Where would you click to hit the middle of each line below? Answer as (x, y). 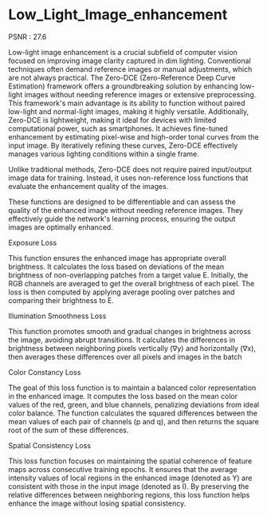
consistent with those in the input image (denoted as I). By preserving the (129, 486)
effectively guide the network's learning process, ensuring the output (122, 219)
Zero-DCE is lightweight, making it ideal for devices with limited (112, 120)
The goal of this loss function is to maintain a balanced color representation (132, 388)
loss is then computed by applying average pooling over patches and (122, 292)
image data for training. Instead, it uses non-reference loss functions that (128, 178)
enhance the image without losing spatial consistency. (97, 503)
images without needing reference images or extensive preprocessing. (140, 94)
